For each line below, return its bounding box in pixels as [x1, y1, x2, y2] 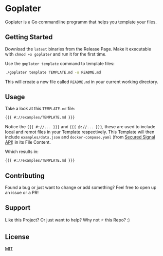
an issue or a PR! [5, 190, 39, 195]
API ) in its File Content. [5, 139, 51, 145]
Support [5, 204, 31, 212]
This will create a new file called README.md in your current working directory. [5, 79, 159, 85]
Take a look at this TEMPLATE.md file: [5, 105, 75, 112]
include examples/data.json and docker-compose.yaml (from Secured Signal [5, 134, 155, 140]
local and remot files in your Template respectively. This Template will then [5, 129, 155, 135]
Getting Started [5, 33, 53, 41]
